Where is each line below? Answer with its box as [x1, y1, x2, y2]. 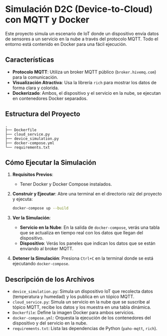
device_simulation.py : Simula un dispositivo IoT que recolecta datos [12, 288, 153, 295]
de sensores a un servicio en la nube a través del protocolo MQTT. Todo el [5, 36, 159, 42]
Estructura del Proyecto [5, 110, 81, 118]
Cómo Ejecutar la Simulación [5, 158, 96, 167]
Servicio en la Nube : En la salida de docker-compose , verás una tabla [19, 224, 160, 230]
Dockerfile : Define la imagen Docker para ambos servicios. [12, 310, 135, 316]
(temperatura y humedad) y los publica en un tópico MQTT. [12, 294, 135, 300]
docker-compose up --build [12, 206, 69, 211]
